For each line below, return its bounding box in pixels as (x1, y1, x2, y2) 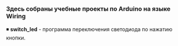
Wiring (6, 12, 26, 20)
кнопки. (6, 34, 26, 41)
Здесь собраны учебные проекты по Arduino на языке (6, 5, 171, 13)
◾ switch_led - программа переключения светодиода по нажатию (6, 26, 173, 33)
